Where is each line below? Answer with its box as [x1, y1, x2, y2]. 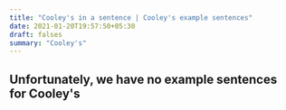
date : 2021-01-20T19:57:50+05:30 [9, 22, 136, 31]
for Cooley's [9, 86, 81, 101]
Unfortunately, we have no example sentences [9, 71, 278, 87]
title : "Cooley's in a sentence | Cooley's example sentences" [9, 13, 253, 23]
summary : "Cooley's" [9, 38, 88, 48]
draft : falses [9, 30, 63, 39]
